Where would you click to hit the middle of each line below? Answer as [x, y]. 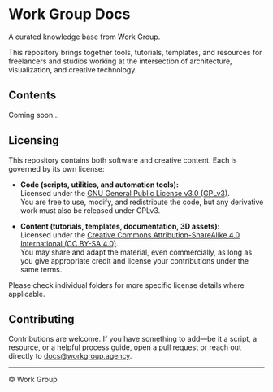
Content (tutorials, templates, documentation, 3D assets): [120, 226]
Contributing [41, 319]
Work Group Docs [69, 14]
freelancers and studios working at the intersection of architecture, [121, 61]
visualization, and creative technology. [73, 69]
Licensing [34, 140]
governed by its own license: [56, 168]
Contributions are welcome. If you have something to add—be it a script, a [133, 339]
